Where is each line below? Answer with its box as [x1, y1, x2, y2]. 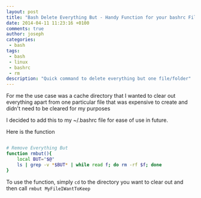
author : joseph [6, 31, 44, 37]
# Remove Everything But [6, 145, 68, 151]
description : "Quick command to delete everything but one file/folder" [6, 76, 191, 82]
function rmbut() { [6, 151, 52, 157]
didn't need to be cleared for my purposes [6, 105, 111, 112]
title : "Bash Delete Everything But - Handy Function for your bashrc [6, 14, 186, 20]
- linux [8, 59, 28, 65]
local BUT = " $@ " [17, 156, 55, 162]
